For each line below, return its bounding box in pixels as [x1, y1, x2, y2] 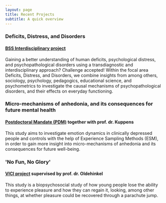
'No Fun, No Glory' [5, 158, 51, 165]
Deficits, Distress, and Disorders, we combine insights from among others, [5, 72, 158, 78]
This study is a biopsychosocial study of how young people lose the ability [5, 182, 159, 188]
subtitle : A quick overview [5, 16, 64, 21]
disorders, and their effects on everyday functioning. [5, 88, 113, 94]
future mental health [5, 106, 56, 113]
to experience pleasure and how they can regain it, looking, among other [5, 187, 155, 193]
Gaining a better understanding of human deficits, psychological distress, [5, 56, 156, 62]
